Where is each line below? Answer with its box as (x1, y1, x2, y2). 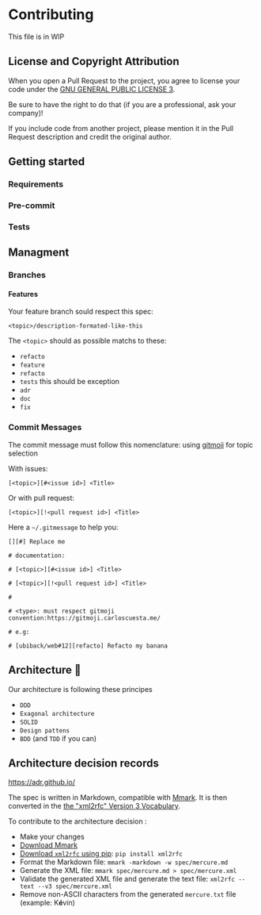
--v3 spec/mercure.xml (37, 882, 112, 890)
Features (8, 289, 38, 298)
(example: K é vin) (19, 898, 75, 908)
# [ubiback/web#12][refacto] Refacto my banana (8, 641, 168, 650)
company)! (8, 108, 43, 117)
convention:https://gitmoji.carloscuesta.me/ (8, 613, 161, 622)
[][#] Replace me (8, 537, 66, 545)
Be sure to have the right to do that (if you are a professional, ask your (8, 99, 236, 109)
